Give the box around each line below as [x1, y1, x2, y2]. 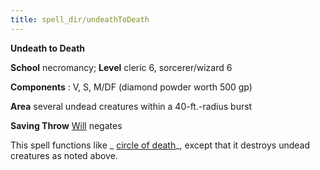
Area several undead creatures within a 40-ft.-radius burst [10, 100, 253, 112]
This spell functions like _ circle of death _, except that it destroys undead [10, 139, 311, 151]
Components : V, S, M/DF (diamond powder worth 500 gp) [10, 81, 253, 93]
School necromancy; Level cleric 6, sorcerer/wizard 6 [10, 61, 233, 73]
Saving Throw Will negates [10, 119, 123, 131]
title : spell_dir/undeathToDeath [10, 14, 150, 25]
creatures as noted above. [10, 149, 118, 161]
